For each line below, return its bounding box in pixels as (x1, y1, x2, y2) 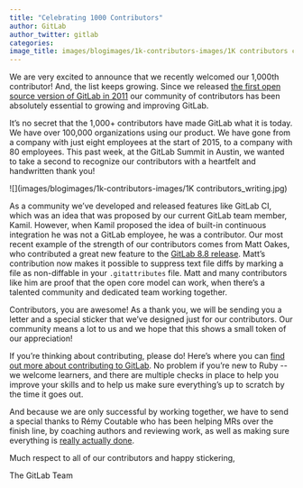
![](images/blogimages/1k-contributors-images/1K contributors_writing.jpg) (9, 183, 288, 194)
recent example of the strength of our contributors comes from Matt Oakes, (9, 239, 290, 250)
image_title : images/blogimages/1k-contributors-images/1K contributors (9, 47, 289, 56)
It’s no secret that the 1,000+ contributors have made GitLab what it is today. (9, 118, 293, 129)
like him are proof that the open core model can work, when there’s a (9, 277, 266, 289)
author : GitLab (9, 22, 67, 31)
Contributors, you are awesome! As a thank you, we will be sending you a (9, 304, 282, 316)
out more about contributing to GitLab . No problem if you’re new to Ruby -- (9, 360, 289, 371)
